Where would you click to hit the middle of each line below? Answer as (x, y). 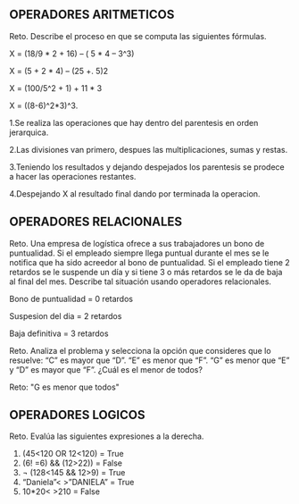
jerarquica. (29, 132)
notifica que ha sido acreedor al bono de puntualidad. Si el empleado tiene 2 (149, 262)
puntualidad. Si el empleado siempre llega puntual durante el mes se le (139, 253)
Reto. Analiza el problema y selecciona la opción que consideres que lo (140, 350)
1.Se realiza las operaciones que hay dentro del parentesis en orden (134, 122)
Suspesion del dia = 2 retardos (66, 315)
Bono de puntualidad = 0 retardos (71, 298)
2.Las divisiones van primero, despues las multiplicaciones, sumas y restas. (149, 149)
